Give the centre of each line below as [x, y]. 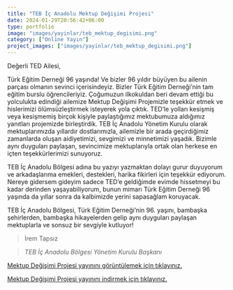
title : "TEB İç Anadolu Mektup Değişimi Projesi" [81, 14]
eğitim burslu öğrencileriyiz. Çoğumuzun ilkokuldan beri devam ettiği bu [111, 94]
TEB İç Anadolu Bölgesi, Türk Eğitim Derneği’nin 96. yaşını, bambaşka [107, 210]
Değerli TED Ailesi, [34, 66]
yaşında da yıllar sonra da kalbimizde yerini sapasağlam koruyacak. [104, 197]
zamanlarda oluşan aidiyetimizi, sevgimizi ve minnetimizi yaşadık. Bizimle [112, 139]
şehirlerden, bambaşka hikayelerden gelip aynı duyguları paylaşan [102, 217]
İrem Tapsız [41, 238]
